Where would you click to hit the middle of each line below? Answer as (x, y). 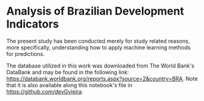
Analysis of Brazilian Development (95, 11)
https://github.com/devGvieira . (45, 91)
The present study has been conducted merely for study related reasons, (98, 41)
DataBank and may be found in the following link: (68, 72)
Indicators (33, 24)
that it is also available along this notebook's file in (69, 85)
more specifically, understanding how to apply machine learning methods (98, 47)
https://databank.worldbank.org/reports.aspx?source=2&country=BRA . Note (102, 78)
